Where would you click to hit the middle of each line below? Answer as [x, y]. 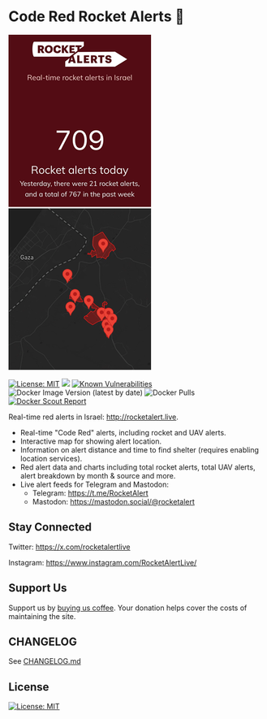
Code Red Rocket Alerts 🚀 [97, 17]
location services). [51, 458]
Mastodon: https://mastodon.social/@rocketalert [113, 501]
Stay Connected [50, 527]
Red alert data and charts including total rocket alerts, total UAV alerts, [138, 467]
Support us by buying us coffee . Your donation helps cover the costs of [128, 608]
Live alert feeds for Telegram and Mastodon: [94, 484]
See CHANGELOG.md [45, 661]
